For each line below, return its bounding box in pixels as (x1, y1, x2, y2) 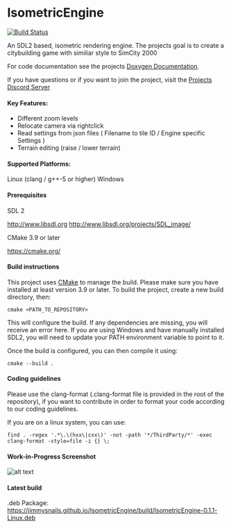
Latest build (7, 484, 42, 492)
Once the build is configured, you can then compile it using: (7, 346, 178, 355)
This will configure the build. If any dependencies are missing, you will (7, 318, 208, 327)
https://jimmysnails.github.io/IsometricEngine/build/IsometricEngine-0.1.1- (7, 506, 218, 515)
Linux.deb (7, 513, 36, 522)
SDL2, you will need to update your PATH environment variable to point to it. (7, 333, 224, 341)
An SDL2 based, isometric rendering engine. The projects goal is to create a (7, 41, 224, 49)
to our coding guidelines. (7, 404, 78, 413)
